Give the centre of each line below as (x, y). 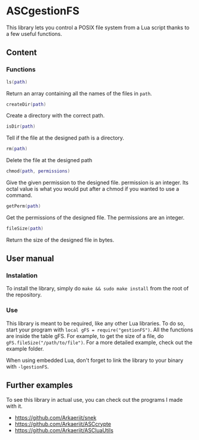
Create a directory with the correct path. (56, 116)
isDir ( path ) (21, 126)
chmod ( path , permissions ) (38, 171)
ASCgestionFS (43, 11)
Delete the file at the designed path (49, 160)
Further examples (40, 385)
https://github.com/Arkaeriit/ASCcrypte (63, 424)
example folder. (25, 348)
